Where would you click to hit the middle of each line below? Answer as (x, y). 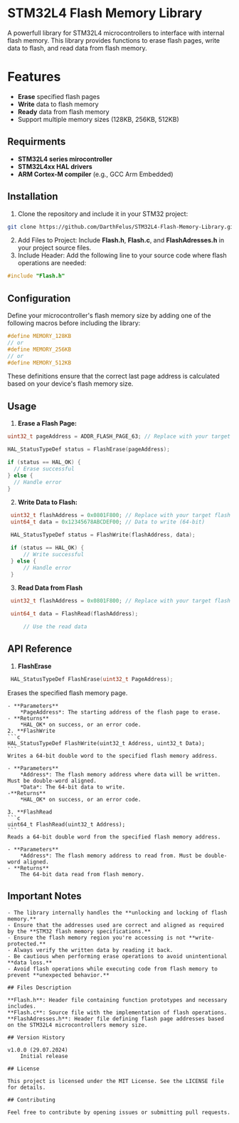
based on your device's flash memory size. (70, 384)
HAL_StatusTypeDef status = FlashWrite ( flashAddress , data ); (103, 535)
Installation (33, 196)
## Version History (36, 1037)
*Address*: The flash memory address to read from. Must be (111, 856)
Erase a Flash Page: (47, 424)
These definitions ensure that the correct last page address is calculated (114, 376)
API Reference (40, 649)
